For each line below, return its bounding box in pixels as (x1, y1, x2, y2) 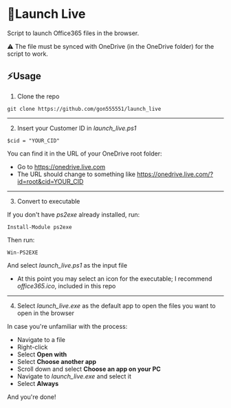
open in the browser (16, 309, 74, 317)
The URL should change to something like (16, 170, 136, 178)
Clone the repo (16, 92, 60, 100)
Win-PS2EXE (7, 249, 38, 256)
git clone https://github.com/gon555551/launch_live (7, 105, 162, 112)
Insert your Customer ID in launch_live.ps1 (16, 124, 137, 132)
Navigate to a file (16, 335, 65, 343)
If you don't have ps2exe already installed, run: (7, 210, 140, 219)
